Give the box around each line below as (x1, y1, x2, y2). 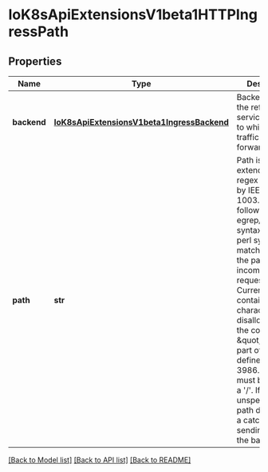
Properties (8, 54, 62, 68)
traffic (236, 132, 259, 142)
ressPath (8, 22, 69, 41)
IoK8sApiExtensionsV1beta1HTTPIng (8, 6, 258, 24)
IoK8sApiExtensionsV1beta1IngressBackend (53, 117, 230, 127)
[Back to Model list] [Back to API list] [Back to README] (8, 455, 191, 465)
